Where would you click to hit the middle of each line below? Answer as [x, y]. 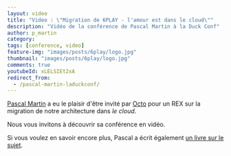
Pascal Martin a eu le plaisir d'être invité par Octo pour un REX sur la [104, 104]
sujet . [15, 145]
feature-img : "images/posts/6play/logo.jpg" [72, 52]
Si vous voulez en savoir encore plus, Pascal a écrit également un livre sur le [115, 138]
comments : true [29, 65]
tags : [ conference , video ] [46, 46]
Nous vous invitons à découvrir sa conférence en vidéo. [86, 124]
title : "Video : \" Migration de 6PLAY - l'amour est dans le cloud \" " [110, 20]
